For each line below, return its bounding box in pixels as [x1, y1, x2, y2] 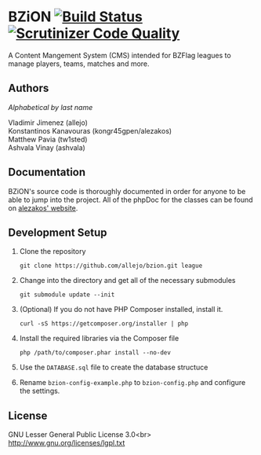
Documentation [8, 166, 86, 179]
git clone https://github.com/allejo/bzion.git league [19, 262, 203, 270]
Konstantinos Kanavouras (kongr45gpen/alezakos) [8, 126, 172, 135]
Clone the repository [19, 247, 86, 256]
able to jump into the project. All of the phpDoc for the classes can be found [8, 195, 253, 204]
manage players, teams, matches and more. [8, 59, 150, 68]
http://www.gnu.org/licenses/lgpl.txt [8, 438, 125, 448]
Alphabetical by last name [8, 102, 93, 112]
